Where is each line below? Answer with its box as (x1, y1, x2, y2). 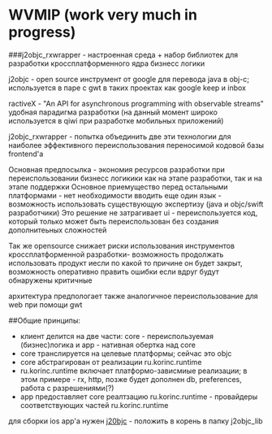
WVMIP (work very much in (8, 6, 197, 24)
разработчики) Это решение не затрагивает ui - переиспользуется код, (8, 207, 258, 217)
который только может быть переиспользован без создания (8, 216, 219, 226)
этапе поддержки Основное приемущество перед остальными (8, 181, 229, 192)
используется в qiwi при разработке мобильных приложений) (8, 115, 224, 125)
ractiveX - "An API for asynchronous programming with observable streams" (8, 98, 264, 108)
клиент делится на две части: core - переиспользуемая (19, 331, 214, 341)
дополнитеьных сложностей (8, 225, 107, 235)
